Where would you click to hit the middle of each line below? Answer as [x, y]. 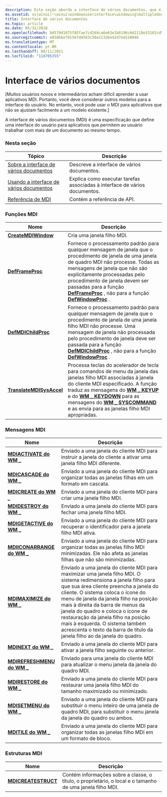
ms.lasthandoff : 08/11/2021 [34, 51]
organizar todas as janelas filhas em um [108, 478]
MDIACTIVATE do [29, 454]
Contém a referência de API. [102, 199]
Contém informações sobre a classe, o [107, 775]
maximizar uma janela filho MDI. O [101, 574]
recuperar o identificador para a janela [106, 527]
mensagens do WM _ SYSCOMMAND [112, 402]
